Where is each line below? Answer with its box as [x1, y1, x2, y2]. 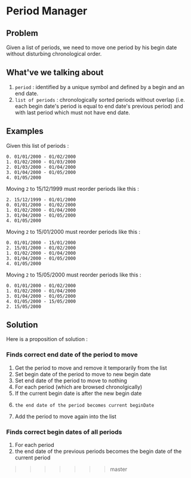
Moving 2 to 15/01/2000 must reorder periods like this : [6, 228, 141, 235]
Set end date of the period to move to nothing [14, 377, 127, 384]
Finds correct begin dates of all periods [6, 428, 122, 436]
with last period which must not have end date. [14, 109, 130, 116]
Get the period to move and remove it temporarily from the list [14, 364, 167, 372]
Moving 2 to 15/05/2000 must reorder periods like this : [6, 271, 141, 278]
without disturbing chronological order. [6, 50, 102, 57]
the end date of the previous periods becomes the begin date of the [14, 447, 182, 455]
